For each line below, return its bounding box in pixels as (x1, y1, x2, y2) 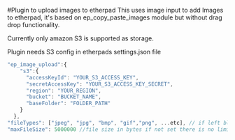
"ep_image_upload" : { (7, 61, 68, 68)
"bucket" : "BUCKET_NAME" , (25, 93, 101, 100)
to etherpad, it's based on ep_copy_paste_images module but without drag (7, 13, 222, 22)
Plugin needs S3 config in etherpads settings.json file (7, 48, 162, 56)
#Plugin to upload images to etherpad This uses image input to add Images (7, 6, 224, 14)
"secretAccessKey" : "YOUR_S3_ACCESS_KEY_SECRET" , (25, 80, 173, 88)
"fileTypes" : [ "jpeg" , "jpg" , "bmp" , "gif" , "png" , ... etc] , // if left (7, 119, 220, 126)
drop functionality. (7, 21, 60, 29)
